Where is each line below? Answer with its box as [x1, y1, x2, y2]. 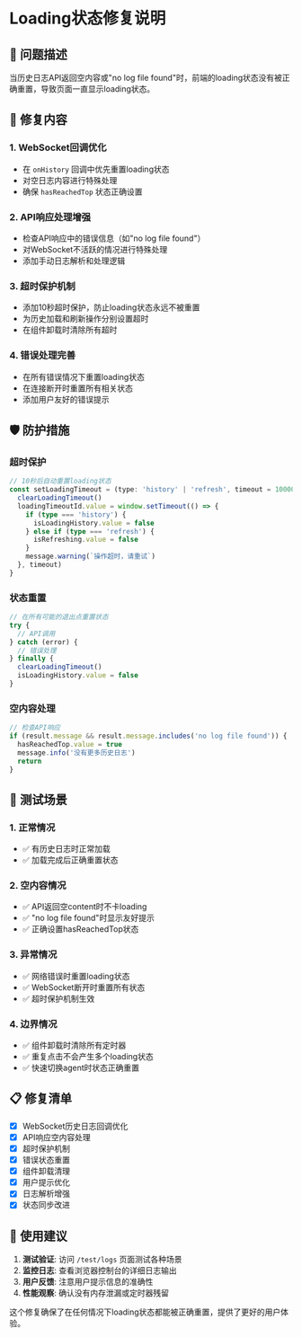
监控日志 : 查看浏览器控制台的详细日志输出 [22, 1265, 177, 1276]
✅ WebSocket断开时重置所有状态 [22, 981, 146, 993]
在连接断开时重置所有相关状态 [22, 383, 133, 394]
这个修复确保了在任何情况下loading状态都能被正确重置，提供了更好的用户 [9, 1306, 281, 1317]
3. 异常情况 [9, 949, 58, 961]
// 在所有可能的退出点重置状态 [9, 613, 110, 622]
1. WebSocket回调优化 [9, 141, 107, 154]
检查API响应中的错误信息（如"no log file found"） [22, 233, 206, 243]
